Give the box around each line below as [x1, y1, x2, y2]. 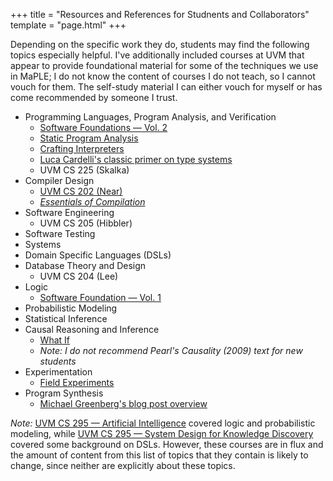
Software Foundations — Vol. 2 [39, 122, 168, 133]
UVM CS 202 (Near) [39, 185, 123, 197]
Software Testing [24, 228, 96, 239]
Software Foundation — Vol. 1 [39, 292, 162, 303]
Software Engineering [24, 207, 115, 218]
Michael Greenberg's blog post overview [39, 398, 208, 409]
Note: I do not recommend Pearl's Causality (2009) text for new [39, 345, 303, 356]
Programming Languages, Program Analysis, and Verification [24, 111, 277, 123]
